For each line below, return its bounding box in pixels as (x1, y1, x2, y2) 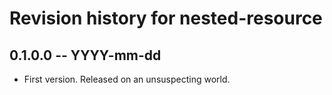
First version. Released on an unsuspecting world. (23, 73, 231, 85)
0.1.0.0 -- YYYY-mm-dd (9, 47, 162, 64)
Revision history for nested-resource (9, 7, 323, 30)
